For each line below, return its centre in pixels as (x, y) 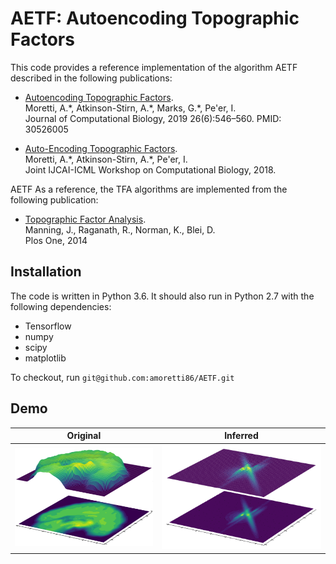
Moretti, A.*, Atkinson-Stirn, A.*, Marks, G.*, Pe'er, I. (130, 108)
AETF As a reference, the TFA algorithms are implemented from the (149, 189)
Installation (46, 272)
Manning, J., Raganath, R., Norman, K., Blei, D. (120, 229)
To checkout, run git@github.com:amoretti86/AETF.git (122, 377)
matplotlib (45, 358)
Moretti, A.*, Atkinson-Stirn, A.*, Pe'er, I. (106, 159)
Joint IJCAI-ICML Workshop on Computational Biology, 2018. (150, 169)
